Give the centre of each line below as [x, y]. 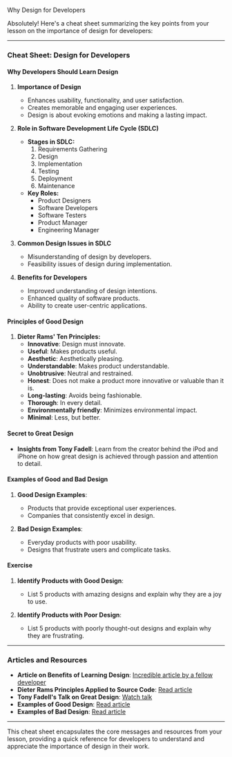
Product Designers [64, 200]
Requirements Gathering [72, 149]
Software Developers [68, 208]
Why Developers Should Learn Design [63, 71]
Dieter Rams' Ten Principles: [59, 337]
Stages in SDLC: [51, 142]
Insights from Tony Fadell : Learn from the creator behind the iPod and [118, 449]
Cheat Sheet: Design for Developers [69, 55]
